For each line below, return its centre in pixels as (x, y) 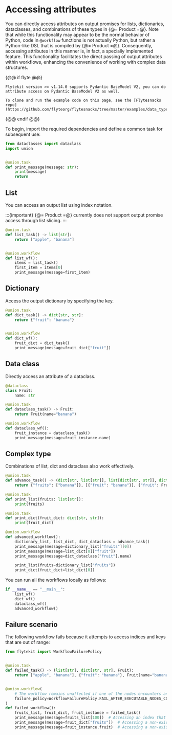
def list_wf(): (21, 258)
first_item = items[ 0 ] (39, 268)
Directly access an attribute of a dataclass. (50, 376)
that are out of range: (28, 642)
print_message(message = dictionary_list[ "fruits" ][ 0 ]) (73, 546)
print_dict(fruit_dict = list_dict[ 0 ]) (55, 570)
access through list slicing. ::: (36, 220)
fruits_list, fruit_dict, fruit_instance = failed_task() (78, 713)
